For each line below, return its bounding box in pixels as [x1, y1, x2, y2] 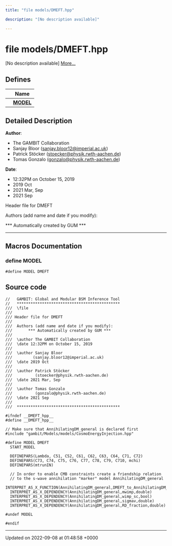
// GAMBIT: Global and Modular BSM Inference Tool [5, 296, 120, 301]
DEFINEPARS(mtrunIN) [10, 462, 54, 468]
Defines [5, 75, 31, 84]
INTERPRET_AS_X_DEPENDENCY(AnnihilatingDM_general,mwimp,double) [10, 489, 153, 495]
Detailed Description [5, 116, 73, 125]
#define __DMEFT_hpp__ [5, 417, 54, 423]
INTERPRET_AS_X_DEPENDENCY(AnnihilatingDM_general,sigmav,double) [10, 498, 155, 503]
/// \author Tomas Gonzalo [5, 386, 66, 391]
